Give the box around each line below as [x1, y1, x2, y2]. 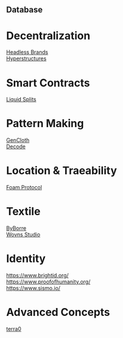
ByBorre [6, 225, 27, 232]
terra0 [6, 325, 22, 332]
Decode [6, 143, 26, 150]
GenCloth [6, 137, 30, 144]
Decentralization [6, 29, 91, 43]
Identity [6, 252, 46, 265]
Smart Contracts [6, 76, 91, 89]
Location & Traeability [6, 164, 118, 177]
